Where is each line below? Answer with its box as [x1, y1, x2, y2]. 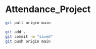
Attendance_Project [5, 4, 91, 15]
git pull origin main [5, 20, 51, 25]
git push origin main [5, 39, 51, 44]
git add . [5, 29, 26, 34]
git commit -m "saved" [5, 34, 53, 39]
